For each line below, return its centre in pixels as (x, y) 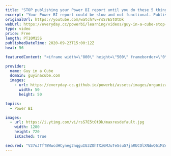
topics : (13, 104)
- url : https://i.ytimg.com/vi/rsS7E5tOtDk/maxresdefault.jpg (77, 122)
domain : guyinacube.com (35, 76)
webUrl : (13, 24)
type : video (18, 29)
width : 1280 (27, 127)
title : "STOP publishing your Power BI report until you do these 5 (79, 10)
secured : (15, 145)
